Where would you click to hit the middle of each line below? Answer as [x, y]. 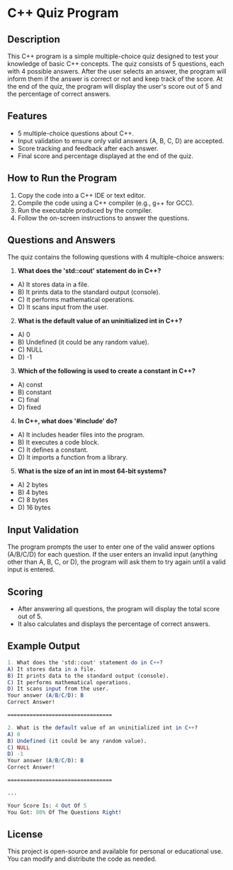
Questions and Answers [62, 240]
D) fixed [29, 407]
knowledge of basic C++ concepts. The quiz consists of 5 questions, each [116, 64]
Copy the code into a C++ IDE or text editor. [81, 195]
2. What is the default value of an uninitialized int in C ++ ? [103, 727]
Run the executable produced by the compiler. [85, 210]
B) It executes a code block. [58, 442]
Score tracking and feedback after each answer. [88, 148]
